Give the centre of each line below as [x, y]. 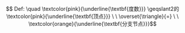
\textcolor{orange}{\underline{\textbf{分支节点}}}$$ [92, 24]
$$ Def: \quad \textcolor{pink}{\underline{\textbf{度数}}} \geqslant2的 [92, 9]
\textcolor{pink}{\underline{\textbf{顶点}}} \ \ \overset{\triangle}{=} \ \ [92, 16]
